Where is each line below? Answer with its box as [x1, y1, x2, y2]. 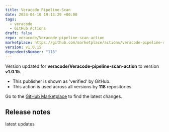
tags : [5, 17, 17, 22]
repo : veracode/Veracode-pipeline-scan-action [5, 36, 105, 41]
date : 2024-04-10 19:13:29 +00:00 [5, 12, 78, 17]
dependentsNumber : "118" [5, 49, 57, 54]
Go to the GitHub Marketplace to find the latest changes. [5, 93, 122, 99]
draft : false [5, 31, 33, 36]
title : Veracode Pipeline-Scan [5, 7, 71, 13]
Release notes [5, 107, 51, 116]
